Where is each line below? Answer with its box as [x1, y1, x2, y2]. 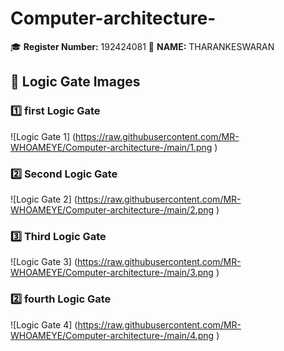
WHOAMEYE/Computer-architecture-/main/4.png [10, 329, 215, 341]
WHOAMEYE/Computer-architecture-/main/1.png [10, 141, 213, 153]
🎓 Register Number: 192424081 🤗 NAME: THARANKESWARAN [10, 40, 275, 52]
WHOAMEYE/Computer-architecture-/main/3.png [10, 267, 214, 279]
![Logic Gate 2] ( [10, 193, 78, 205]
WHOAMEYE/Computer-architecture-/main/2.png [10, 203, 215, 216]
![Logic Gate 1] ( [10, 130, 77, 142]
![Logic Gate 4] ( [10, 318, 78, 331]
